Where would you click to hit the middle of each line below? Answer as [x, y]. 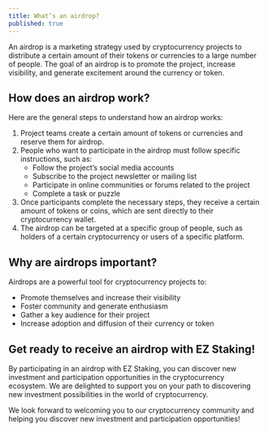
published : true [36, 24]
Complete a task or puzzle [76, 194]
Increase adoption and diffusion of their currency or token [117, 324]
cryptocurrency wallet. [58, 219]
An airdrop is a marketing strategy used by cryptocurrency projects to [125, 46]
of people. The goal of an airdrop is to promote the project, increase [122, 64]
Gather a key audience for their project [85, 315]
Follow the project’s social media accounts [103, 168]
